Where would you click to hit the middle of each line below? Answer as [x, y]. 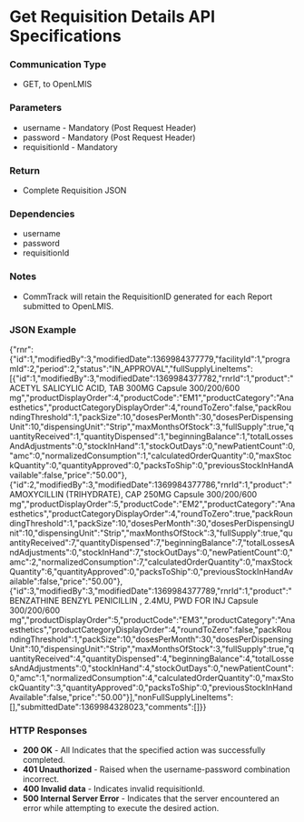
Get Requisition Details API [113, 17]
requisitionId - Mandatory [70, 146]
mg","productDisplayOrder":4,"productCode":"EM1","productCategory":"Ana [152, 397]
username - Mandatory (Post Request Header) [109, 127]
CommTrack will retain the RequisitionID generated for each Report [147, 296]
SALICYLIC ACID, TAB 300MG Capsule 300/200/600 [141, 387]
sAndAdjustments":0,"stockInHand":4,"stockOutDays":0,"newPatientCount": [152, 668]
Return [25, 170]
